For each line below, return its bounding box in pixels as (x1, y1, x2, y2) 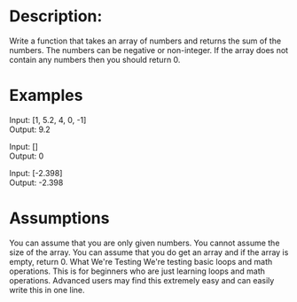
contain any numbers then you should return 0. (9, 54, 181, 65)
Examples (9, 86, 83, 105)
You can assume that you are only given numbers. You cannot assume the (9, 237, 280, 248)
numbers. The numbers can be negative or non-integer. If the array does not (9, 44, 289, 55)
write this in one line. (9, 284, 85, 295)
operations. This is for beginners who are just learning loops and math (9, 266, 266, 276)
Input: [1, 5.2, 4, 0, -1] (9, 114, 87, 125)
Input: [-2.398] (9, 167, 63, 178)
